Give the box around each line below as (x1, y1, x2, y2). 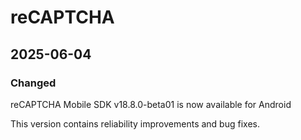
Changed (10, 76, 57, 90)
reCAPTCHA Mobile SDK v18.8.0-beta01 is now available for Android (10, 98, 292, 110)
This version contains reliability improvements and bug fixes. (10, 117, 260, 130)
